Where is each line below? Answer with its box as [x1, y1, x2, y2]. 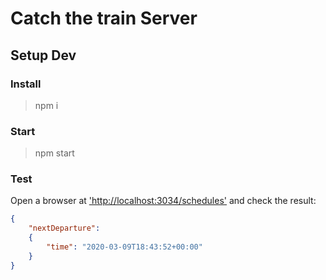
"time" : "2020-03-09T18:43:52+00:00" [46, 242, 203, 252]
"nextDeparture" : [28, 223, 101, 234]
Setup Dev [10, 47, 77, 64]
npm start [34, 147, 75, 159]
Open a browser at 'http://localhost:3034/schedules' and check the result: [10, 195, 317, 207]
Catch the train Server [10, 7, 198, 30]
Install [10, 77, 42, 91]
